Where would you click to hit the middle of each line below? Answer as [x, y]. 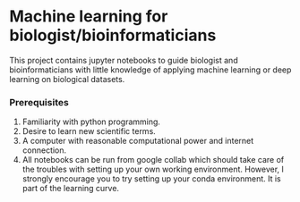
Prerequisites [39, 102]
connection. [44, 150]
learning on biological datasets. [67, 79]
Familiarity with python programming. [91, 122]
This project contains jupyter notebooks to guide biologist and [124, 60]
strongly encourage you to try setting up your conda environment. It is [151, 179]
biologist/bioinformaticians [113, 35]
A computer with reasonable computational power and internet [138, 141]
